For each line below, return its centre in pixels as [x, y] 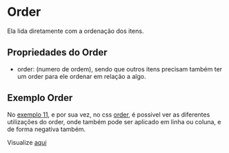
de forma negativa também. [47, 129]
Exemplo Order [40, 98]
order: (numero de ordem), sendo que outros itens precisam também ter [120, 69]
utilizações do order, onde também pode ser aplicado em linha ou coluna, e [114, 121]
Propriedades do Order [58, 52]
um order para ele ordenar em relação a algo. [81, 76]
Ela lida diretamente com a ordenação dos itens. [76, 31]
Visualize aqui [27, 142]
